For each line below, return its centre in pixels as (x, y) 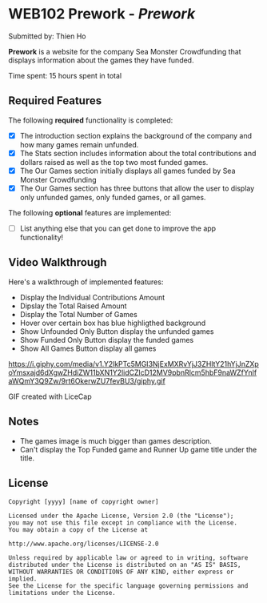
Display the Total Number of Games (78, 314)
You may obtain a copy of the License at (78, 529)
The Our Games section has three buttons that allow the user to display (137, 188)
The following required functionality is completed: (91, 120)
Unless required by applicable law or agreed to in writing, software (128, 557)
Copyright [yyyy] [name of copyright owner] (84, 501)
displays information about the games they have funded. (101, 60)
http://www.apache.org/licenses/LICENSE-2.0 (84, 544)
